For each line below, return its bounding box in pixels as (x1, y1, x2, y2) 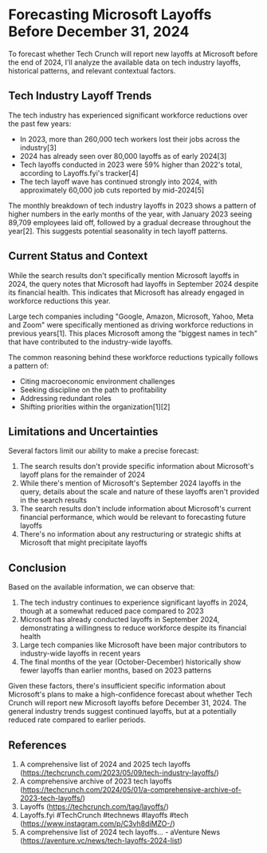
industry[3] (19, 142, 57, 153)
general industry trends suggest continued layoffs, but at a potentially (8, 707, 237, 716)
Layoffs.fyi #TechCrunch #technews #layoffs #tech (19, 811, 189, 819)
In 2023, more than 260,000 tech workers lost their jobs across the (19, 134, 241, 144)
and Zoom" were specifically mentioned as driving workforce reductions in (8, 319, 253, 329)
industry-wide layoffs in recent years (19, 649, 141, 658)
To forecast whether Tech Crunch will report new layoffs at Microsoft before (8, 49, 258, 58)
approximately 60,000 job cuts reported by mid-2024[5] (19, 185, 205, 195)
